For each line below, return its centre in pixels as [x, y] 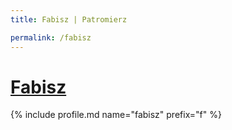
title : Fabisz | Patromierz [69, 19]
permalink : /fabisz [51, 37]
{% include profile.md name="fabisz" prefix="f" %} [116, 115]
